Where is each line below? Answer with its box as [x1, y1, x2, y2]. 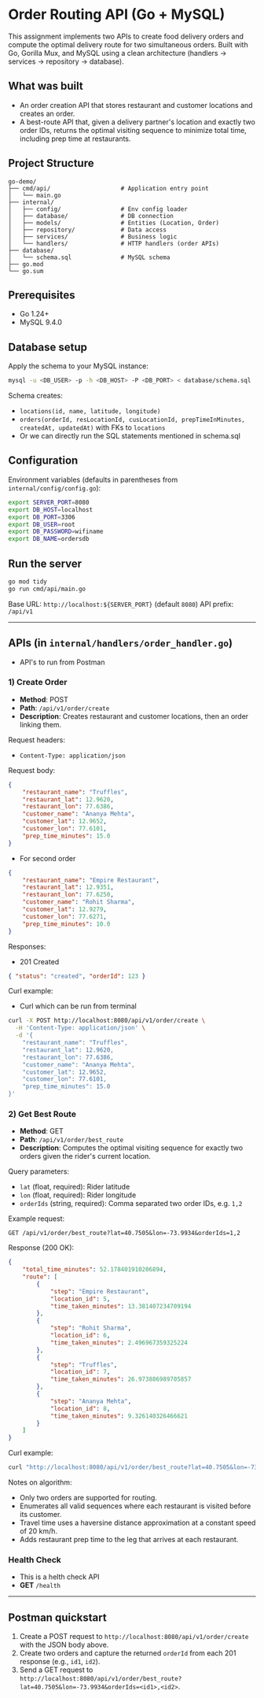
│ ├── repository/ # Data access [8, 226, 167, 234]
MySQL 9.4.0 [19, 317, 63, 327]
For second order [19, 853, 76, 863]
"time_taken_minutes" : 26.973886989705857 [49, 1375, 192, 1383]
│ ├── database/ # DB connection [8, 212, 174, 220]
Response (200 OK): [8, 1243, 75, 1252]
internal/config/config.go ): [8, 483, 101, 493]
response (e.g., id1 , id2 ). [19, 1657, 101, 1667]
